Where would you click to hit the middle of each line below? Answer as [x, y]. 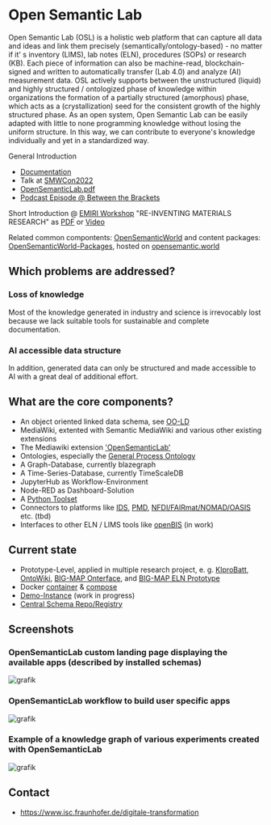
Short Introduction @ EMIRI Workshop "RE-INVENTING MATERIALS [120, 213]
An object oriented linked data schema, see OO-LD [104, 421]
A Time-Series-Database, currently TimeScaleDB [102, 473]
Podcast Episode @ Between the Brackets [90, 197]
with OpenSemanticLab [55, 750]
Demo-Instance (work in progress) [77, 595]
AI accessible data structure [65, 350]
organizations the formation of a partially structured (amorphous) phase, [129, 97]
